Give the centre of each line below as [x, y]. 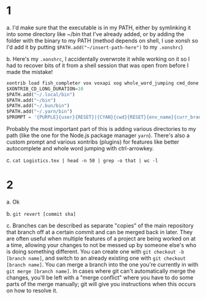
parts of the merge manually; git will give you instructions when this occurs [101, 284]
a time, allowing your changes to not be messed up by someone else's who [101, 245]
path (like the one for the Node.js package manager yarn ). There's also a [98, 136]
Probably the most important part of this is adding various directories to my [101, 129]
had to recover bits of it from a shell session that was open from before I [97, 65]
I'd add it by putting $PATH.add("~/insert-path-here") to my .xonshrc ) [95, 47]
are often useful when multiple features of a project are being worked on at [101, 238]
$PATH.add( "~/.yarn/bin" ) [39, 112]
